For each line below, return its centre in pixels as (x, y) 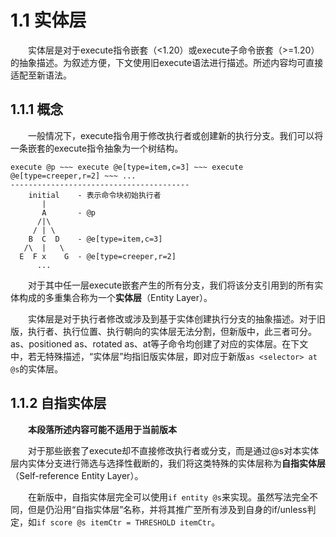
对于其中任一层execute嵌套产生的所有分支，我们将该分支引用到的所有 (171, 285)
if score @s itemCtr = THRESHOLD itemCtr (124, 522)
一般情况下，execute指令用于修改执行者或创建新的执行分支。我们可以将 (176, 135)
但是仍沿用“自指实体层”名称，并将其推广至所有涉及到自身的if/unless (167, 509)
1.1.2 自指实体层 (58, 403)
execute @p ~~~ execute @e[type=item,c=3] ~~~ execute (127, 167)
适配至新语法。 (41, 75)
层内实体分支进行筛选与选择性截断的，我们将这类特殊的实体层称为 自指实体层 (168, 463)
